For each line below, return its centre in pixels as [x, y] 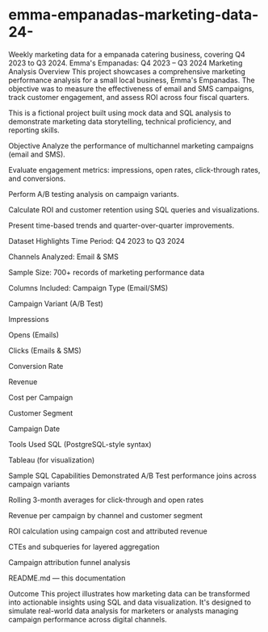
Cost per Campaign [41, 397]
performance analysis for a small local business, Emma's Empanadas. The [132, 80]
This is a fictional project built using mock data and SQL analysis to [120, 113]
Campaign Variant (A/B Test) [56, 303]
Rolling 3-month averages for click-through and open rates [106, 500]
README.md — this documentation [67, 578]
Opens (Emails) [33, 335]
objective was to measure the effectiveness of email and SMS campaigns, [131, 88]
